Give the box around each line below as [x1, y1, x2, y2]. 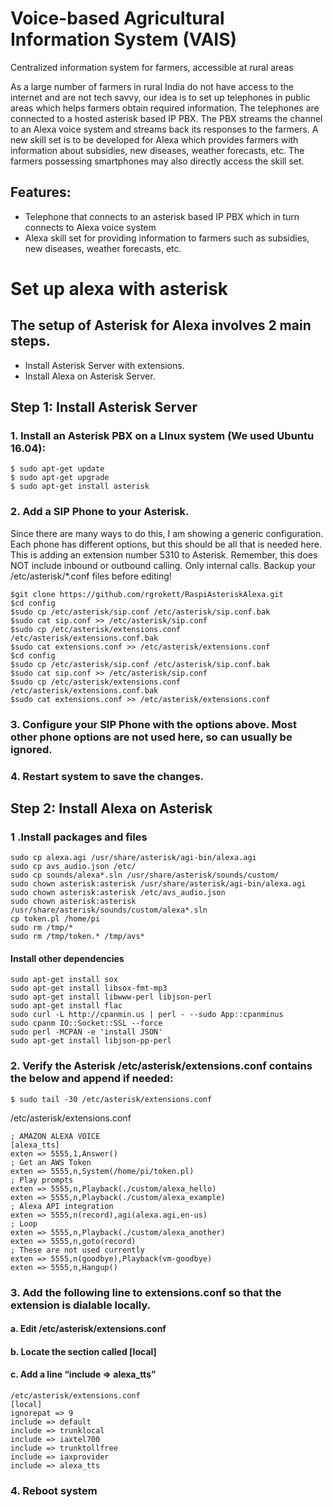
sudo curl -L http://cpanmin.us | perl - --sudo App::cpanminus [10, 1010, 284, 1020]
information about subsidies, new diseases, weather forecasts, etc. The [10, 144, 305, 156]
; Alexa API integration [10, 1201, 114, 1211]
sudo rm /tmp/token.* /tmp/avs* [10, 932, 145, 942]
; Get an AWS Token [10, 1157, 92, 1167]
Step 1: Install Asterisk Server [10, 399, 198, 416]
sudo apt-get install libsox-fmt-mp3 [10, 983, 168, 994]
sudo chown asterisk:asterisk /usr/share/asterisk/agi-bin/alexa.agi [10, 879, 307, 889]
